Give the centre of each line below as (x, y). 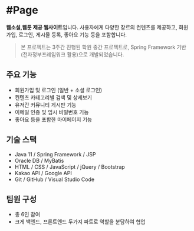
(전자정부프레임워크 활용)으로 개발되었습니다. (72, 54)
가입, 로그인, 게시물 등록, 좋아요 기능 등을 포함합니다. (67, 34)
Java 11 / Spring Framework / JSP (55, 154)
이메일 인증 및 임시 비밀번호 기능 (52, 112)
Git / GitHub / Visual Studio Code (55, 179)
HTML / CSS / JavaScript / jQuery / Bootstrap (70, 167)
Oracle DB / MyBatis (39, 160)
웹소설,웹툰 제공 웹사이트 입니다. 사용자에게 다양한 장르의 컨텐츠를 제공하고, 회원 (97, 27)
